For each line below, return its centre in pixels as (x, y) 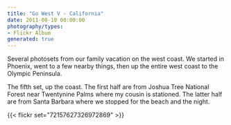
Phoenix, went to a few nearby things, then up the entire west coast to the (113, 66)
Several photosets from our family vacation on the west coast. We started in (115, 59)
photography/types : (35, 26)
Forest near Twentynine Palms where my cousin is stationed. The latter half (115, 95)
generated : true (31, 39)
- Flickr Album (29, 33)
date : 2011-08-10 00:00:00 (46, 20)
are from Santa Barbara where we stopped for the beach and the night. (109, 102)
